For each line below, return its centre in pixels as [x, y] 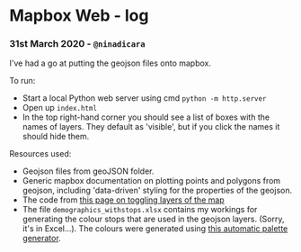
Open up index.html [59, 108]
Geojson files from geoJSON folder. [88, 171]
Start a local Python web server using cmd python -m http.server [144, 98]
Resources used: [40, 154]
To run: [22, 81]
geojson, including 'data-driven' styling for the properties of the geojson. [157, 191]
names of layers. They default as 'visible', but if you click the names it [151, 127]
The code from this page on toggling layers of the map [123, 200]
